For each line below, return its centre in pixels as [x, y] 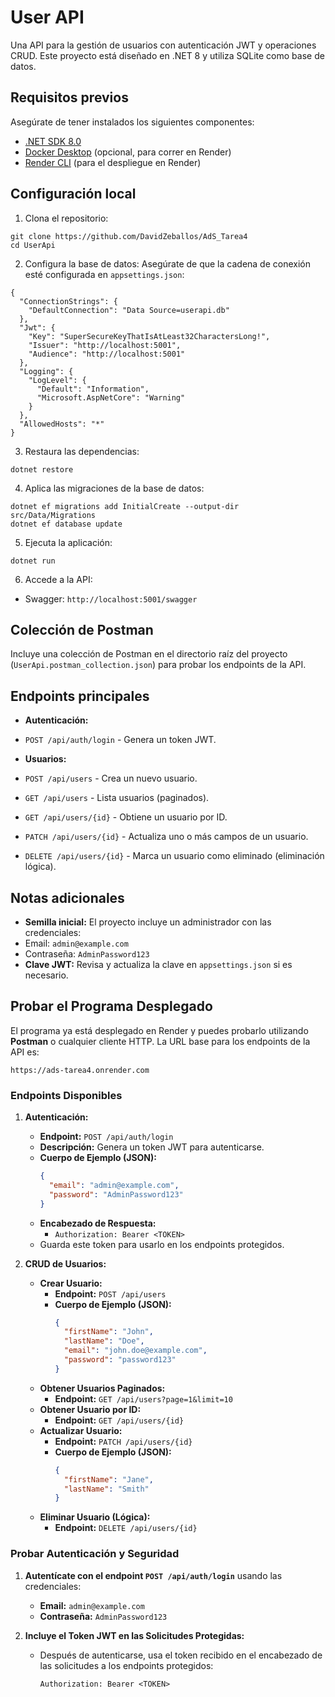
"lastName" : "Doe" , [104, 1341]
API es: [25, 1052]
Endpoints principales [80, 696]
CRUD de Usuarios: [65, 1263]
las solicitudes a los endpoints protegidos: [126, 1665]
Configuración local [73, 194]
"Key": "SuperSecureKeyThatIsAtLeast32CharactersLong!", [149, 336]
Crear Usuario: [71, 1283]
